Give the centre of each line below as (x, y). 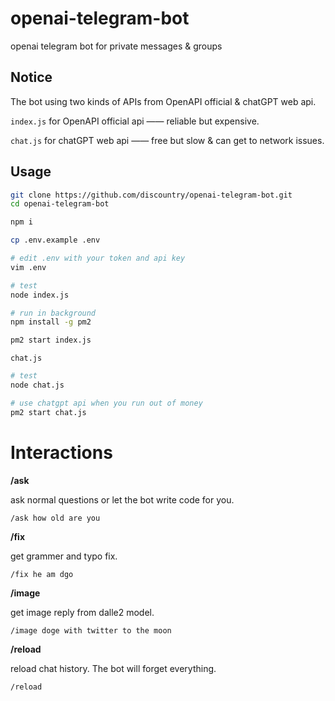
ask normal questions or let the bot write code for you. (122, 499)
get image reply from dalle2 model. (82, 612)
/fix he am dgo (42, 574)
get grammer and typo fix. (64, 556)
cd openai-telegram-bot (60, 204)
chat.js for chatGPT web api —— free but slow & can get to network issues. (167, 140)
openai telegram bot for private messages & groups (116, 46)
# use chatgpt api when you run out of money (106, 403)
